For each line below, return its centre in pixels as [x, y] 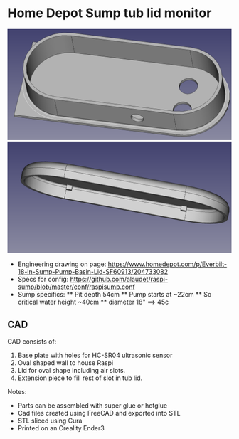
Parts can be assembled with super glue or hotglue [92, 406]
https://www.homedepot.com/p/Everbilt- [168, 264]
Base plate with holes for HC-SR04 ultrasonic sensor [95, 355]
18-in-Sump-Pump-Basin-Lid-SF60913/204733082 [93, 272]
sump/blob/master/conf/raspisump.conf [76, 287]
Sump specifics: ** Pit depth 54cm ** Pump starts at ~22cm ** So [115, 295]
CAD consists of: [32, 342]
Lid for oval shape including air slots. [71, 371]
